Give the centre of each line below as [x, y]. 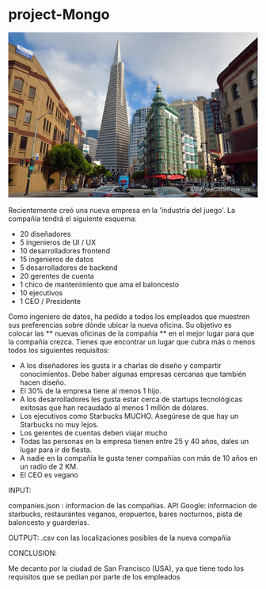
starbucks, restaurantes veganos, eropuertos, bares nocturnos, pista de [125, 514]
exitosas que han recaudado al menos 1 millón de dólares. [114, 407]
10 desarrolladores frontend [65, 250]
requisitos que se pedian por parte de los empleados [94, 576]
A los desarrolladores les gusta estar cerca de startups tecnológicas [131, 399]
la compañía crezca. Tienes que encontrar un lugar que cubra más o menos [132, 341]
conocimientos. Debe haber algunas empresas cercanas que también [133, 374]
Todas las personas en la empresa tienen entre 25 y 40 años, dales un [134, 441]
